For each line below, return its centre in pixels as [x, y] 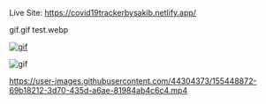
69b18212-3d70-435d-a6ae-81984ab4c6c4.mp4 [99, 90]
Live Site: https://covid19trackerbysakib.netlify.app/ [103, 13]
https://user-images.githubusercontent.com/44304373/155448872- [133, 81]
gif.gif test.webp [39, 30]
